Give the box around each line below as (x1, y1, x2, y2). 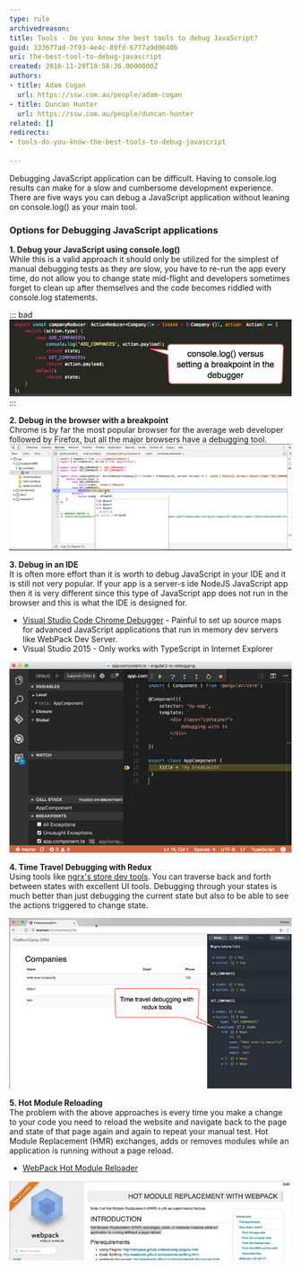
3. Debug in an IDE (9, 559, 79, 569)
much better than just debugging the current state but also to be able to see (9, 890, 289, 901)
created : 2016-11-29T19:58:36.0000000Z (9, 62, 159, 71)
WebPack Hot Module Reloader (21, 1163, 139, 1174)
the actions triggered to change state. (9, 899, 149, 911)
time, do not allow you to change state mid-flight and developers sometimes (9, 273, 291, 284)
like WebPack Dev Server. (21, 633, 118, 644)
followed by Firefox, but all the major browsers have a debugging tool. (9, 434, 267, 445)
